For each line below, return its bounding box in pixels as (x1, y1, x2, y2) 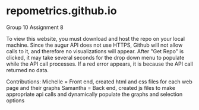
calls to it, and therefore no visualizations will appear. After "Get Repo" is (6, 47, 184, 54)
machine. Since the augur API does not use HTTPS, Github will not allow (6, 41, 183, 48)
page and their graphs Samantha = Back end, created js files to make (6, 84, 176, 91)
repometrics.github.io (6, 4, 117, 18)
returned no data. (6, 66, 49, 73)
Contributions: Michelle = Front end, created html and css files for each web (6, 78, 192, 85)
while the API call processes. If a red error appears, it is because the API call (6, 60, 193, 67)
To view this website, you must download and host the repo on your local (6, 35, 185, 42)
